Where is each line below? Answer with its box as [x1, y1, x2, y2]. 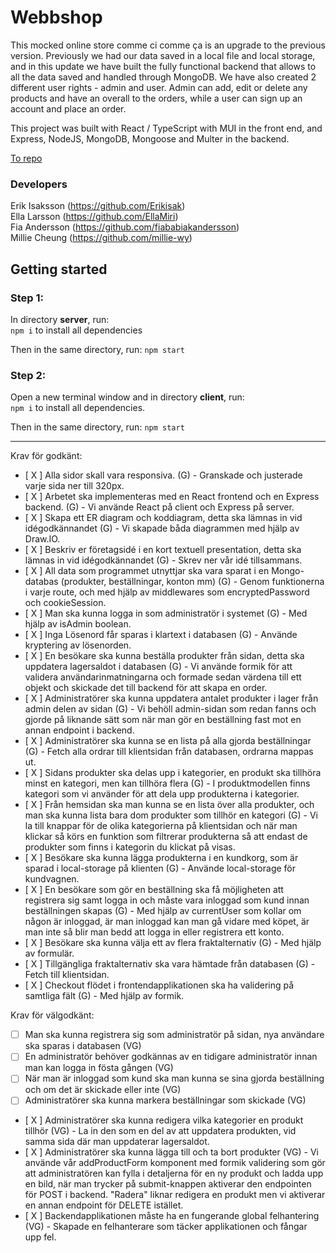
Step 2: [10, 368, 47, 382]
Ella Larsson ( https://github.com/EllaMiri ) [10, 211, 179, 223]
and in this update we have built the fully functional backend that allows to [10, 60, 317, 72]
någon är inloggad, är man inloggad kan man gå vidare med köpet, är [24, 916, 310, 928]
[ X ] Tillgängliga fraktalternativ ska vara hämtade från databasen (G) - [24, 958, 316, 970]
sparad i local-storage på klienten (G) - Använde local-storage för [24, 862, 296, 875]
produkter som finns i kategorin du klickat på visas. [24, 841, 236, 853]
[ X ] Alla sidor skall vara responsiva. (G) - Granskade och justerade [24, 469, 303, 481]
